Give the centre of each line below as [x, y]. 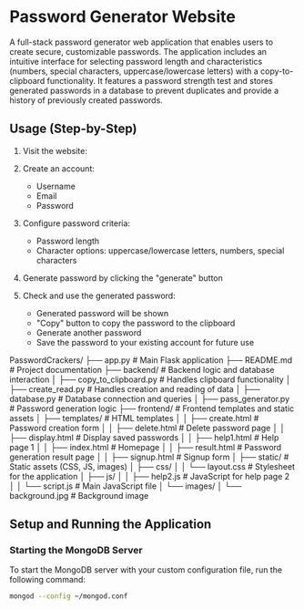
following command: [48, 580]
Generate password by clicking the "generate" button [122, 278]
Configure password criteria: [76, 223]
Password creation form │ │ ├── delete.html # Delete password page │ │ [147, 428]
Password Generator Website [123, 17]
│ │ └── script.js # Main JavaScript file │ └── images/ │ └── [126, 486]
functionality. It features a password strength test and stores [160, 80]
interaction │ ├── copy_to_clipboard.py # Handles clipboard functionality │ [150, 379]
